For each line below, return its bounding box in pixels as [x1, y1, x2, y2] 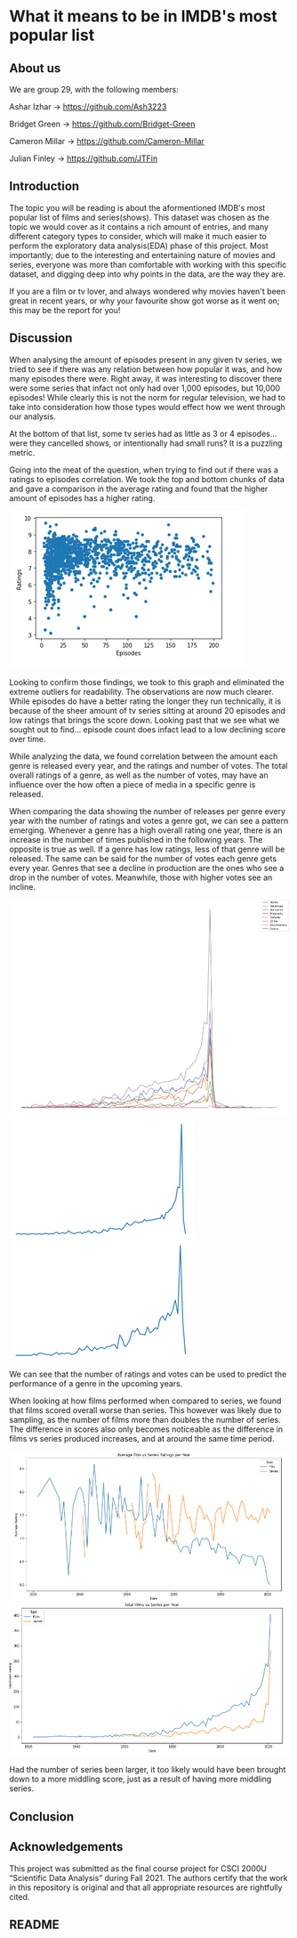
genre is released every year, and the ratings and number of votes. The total [9, 760, 288, 771]
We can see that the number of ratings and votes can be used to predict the [9, 1369, 287, 1380]
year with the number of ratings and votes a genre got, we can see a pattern [9, 815, 289, 826]
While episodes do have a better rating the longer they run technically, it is [9, 696, 282, 707]
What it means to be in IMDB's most [9, 6, 277, 27]
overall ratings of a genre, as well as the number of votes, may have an [9, 770, 269, 780]
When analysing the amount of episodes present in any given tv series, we [9, 354, 283, 365]
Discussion [9, 331, 73, 346]
